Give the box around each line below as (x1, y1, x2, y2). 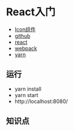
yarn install (14, 85, 42, 92)
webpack (14, 44, 37, 51)
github (14, 32, 31, 39)
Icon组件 (14, 26, 36, 33)
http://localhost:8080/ (14, 98, 68, 105)
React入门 (6, 5, 56, 19)
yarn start (14, 91, 39, 98)
